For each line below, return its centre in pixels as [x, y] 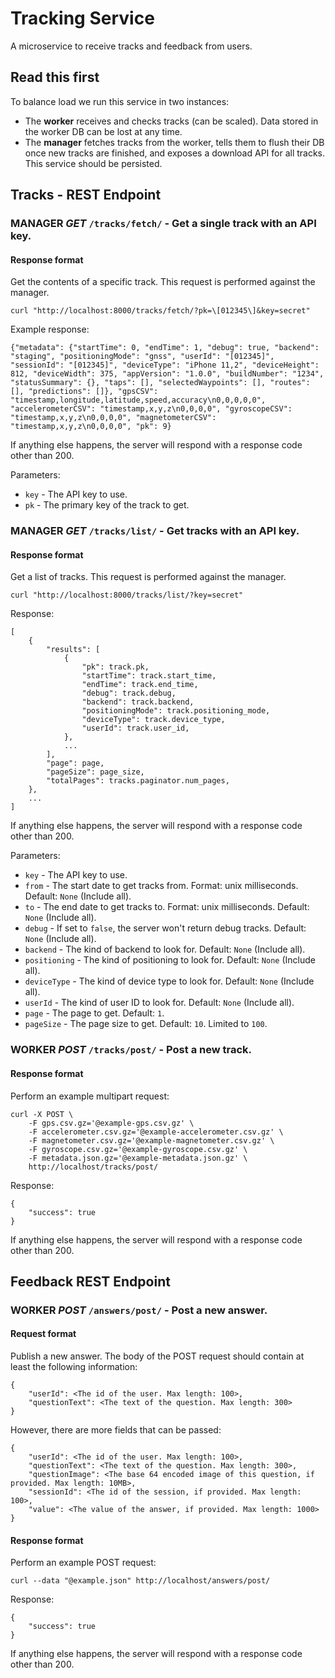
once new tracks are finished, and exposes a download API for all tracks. [175, 153]
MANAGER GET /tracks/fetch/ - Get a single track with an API [163, 224]
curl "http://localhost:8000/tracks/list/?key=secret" [127, 595]
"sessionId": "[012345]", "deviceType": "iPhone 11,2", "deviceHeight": [165, 365]
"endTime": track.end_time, [140, 685]
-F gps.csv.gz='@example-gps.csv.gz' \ [111, 1123]
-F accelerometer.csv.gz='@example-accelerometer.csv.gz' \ [156, 1132]
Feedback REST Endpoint [90, 1281]
